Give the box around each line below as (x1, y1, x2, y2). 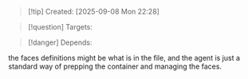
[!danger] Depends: (27, 38, 93, 47)
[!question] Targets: (27, 22, 93, 31)
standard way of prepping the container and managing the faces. (8, 61, 222, 71)
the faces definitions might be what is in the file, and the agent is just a (8, 53, 241, 62)
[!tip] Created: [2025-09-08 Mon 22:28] (27, 7, 159, 16)
